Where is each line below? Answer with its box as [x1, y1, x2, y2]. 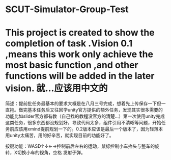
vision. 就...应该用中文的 [5, 83, 108, 94]
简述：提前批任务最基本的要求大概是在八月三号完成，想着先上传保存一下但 [5, 100, 161, 106]
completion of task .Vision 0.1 [5, 38, 133, 49]
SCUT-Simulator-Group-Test [5, 4, 129, 15]
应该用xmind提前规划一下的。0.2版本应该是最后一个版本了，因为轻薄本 [14, 126, 163, 132]
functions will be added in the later [5, 70, 155, 82]
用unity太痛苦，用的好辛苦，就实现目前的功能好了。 [5, 132, 114, 139]
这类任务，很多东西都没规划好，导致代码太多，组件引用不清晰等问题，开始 [5, 120, 161, 126]
